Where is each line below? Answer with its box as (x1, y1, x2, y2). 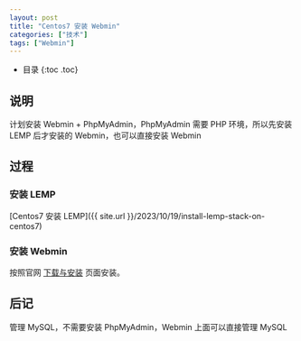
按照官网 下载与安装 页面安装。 (9, 267, 125, 278)
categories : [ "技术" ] (9, 30, 89, 39)
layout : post (9, 13, 59, 23)
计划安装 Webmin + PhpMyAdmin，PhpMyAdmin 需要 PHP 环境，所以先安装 (9, 119, 293, 130)
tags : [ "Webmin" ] (9, 38, 75, 48)
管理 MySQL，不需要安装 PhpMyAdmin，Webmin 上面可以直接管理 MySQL (9, 321, 287, 332)
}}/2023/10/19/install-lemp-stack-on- (127, 210, 265, 221)
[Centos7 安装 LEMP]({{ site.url (9, 210, 126, 221)
